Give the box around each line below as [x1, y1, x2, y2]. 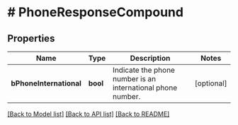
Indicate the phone [112, 65, 176, 75]
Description [130, 54, 171, 63]
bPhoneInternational [11, 78, 81, 88]
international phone [112, 83, 178, 93]
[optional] [194, 78, 227, 88]
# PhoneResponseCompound [7, 4, 184, 20]
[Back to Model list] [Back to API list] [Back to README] [7, 110, 170, 118]
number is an [112, 74, 157, 83]
